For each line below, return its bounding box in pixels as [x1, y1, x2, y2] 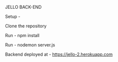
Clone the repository [5, 23, 47, 29]
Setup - [5, 14, 21, 19]
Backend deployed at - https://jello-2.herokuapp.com [5, 51, 113, 57]
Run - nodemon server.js [5, 42, 56, 48]
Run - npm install [5, 33, 40, 38]
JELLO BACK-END [5, 4, 42, 10]
